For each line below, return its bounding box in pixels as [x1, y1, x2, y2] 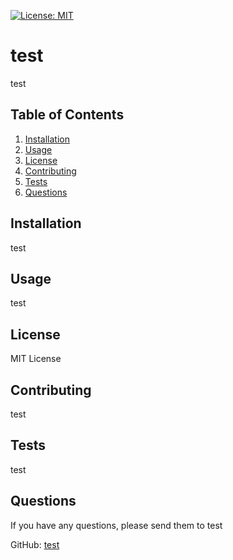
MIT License [10, 353, 62, 365]
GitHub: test [10, 538, 60, 550]
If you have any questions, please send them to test [10, 519, 223, 531]
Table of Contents [10, 106, 125, 124]
